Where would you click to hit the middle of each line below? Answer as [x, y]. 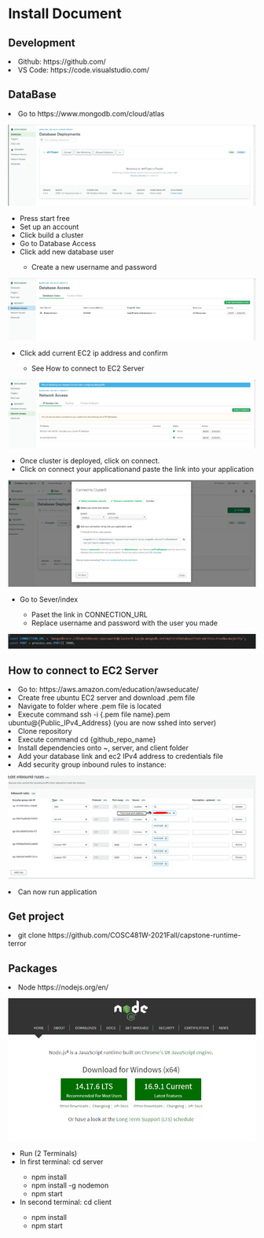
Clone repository [45, 731]
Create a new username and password [94, 267]
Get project [36, 916]
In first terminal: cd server [61, 1162]
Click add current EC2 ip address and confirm [93, 353]
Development [42, 43]
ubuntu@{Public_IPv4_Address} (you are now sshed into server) [112, 723]
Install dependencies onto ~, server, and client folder [104, 748]
